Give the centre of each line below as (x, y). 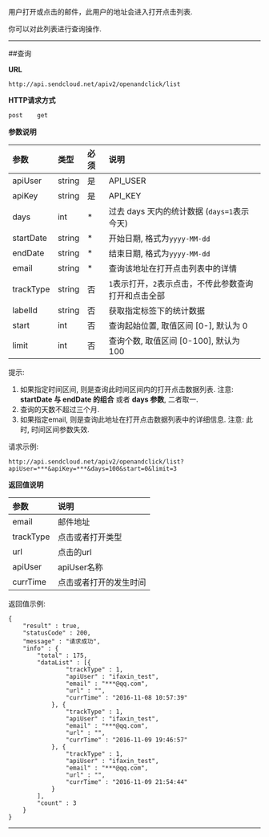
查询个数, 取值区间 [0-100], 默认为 (174, 341)
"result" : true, (52, 626)
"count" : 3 (57, 803)
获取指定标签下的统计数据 (157, 310)
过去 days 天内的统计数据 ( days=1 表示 (179, 211)
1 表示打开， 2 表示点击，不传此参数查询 (181, 284)
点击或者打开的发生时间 (102, 582)
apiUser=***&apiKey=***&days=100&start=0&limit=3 (93, 468)
